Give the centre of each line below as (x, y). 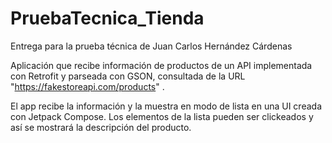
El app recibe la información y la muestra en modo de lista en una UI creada (166, 106)
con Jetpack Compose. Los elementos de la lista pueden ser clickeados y (162, 116)
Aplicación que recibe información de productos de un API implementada (161, 65)
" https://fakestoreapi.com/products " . (87, 86)
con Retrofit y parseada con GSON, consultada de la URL (128, 76)
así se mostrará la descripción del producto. (101, 127)
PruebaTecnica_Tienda (107, 18)
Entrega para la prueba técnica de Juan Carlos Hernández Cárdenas (151, 46)
